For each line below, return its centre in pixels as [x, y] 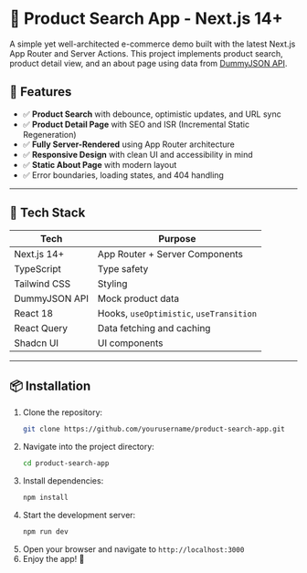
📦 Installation [50, 385]
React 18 [33, 313]
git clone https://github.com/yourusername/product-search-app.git [153, 429]
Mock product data [138, 298]
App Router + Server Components [170, 254]
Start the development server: [79, 515]
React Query [41, 328]
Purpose [177, 238]
